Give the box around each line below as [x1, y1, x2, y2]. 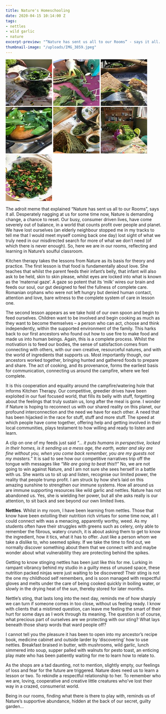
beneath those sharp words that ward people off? [5, 622, 107, 628]
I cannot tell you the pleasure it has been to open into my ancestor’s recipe [5, 631, 158, 637]
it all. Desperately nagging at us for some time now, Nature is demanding [5, 211, 154, 217]
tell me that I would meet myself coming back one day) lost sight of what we [5, 232, 161, 238]
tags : [5, 18, 17, 23]
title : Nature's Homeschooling [5, 8, 70, 13]
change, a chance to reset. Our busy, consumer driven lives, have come [5, 216, 152, 222]
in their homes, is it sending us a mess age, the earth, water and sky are [5, 445, 153, 451]
